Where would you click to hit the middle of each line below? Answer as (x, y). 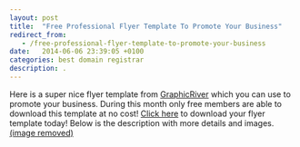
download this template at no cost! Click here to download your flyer (137, 113)
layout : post (34, 18)
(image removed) (42, 132)
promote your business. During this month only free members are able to (145, 103)
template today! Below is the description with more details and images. (142, 122)
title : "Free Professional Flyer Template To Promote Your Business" (146, 26)
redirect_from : (38, 34)
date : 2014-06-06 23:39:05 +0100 (77, 52)
